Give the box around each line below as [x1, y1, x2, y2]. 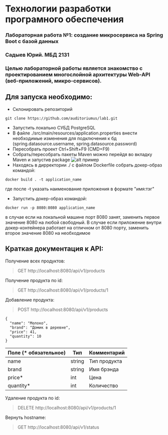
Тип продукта [89, 357, 122, 364]
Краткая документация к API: [5, 244, 104, 253]
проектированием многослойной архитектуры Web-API [5, 71, 150, 78]
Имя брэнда [89, 366, 119, 373]
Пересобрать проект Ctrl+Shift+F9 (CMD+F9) [12, 146, 110, 152]
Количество [89, 382, 118, 389]
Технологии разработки [5, 3, 111, 15]
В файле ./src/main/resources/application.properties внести [12, 130, 137, 136]
